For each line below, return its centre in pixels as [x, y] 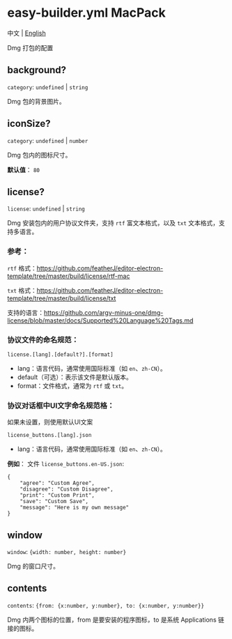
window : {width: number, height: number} [67, 552]
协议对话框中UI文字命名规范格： [61, 406]
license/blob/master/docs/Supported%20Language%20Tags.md [100, 320]
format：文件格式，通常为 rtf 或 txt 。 [72, 385]
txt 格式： [22, 290]
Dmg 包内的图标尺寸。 [39, 155]
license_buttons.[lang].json [49, 436]
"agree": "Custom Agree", [57, 483]
